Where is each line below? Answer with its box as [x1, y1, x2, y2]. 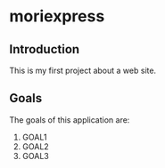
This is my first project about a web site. [9, 65, 157, 76]
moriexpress [9, 6, 105, 27]
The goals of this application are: [9, 114, 130, 125]
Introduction [9, 42, 80, 57]
